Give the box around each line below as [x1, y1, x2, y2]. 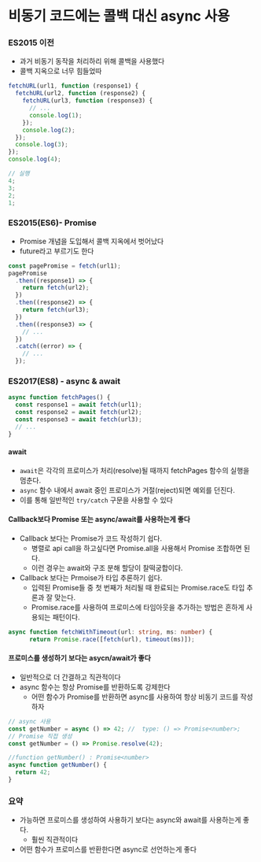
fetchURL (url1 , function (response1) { [8, 82, 139, 91]
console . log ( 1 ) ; [28, 111, 83, 119]
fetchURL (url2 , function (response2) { [15, 90, 146, 98]
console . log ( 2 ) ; [22, 126, 76, 134]
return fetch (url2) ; [22, 284, 90, 292]
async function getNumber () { [8, 761, 108, 769]
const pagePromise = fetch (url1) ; [8, 261, 122, 270]
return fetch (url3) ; [22, 306, 90, 314]
